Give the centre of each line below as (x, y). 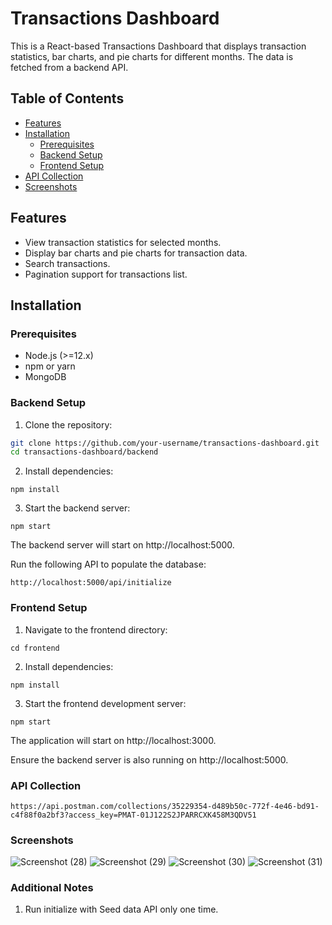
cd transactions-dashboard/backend (84, 452)
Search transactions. (67, 263)
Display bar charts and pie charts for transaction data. (136, 253)
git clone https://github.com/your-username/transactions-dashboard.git (165, 443)
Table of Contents (67, 98)
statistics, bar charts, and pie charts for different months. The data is (152, 56)
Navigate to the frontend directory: (96, 629)
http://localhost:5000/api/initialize (91, 583)
